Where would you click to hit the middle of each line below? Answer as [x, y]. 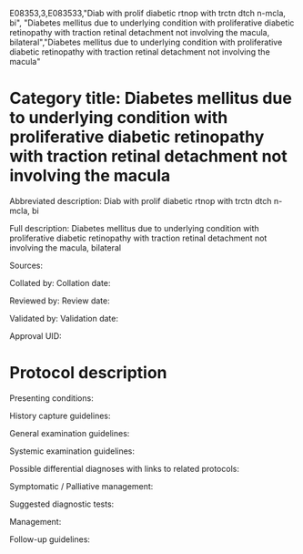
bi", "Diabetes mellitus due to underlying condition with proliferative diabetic [152, 23]
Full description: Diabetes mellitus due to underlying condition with [134, 228]
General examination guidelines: [70, 433]
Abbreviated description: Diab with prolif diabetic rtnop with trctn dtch [141, 200]
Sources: [26, 265]
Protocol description [88, 373]
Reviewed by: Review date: [60, 301]
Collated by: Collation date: [60, 282]
